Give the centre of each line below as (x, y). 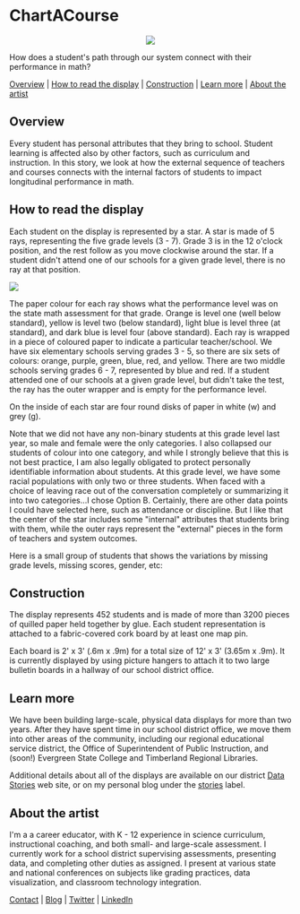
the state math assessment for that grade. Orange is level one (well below (145, 313)
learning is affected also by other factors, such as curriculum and (130, 152)
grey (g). (25, 416)
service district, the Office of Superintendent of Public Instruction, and (139, 748)
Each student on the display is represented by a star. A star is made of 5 (142, 231)
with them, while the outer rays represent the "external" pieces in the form (146, 529)
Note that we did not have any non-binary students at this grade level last (145, 433)
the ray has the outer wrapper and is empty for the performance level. (138, 389)
